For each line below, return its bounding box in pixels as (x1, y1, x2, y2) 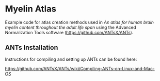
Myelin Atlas (5, 3, 57, 14)
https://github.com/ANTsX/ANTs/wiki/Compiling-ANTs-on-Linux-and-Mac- (5, 66, 155, 71)
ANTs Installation (5, 43, 58, 52)
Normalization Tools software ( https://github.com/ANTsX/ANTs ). (5, 29, 133, 35)
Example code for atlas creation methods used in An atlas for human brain (5, 19, 154, 25)
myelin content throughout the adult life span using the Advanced (5, 24, 137, 30)
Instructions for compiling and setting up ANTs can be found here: (5, 56, 137, 62)
